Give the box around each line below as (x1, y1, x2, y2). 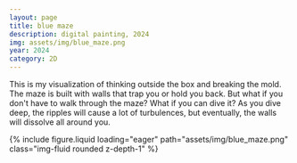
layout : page (9, 12, 58, 22)
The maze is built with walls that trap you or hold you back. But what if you (9, 88, 284, 99)
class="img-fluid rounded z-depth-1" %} (9, 143, 159, 154)
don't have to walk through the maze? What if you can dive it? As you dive (9, 98, 281, 108)
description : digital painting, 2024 (9, 29, 150, 38)
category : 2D (9, 54, 58, 63)
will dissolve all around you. (9, 117, 111, 127)
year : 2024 (9, 46, 50, 55)
